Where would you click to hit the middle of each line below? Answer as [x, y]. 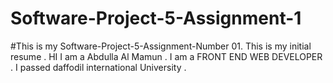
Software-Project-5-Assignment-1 [156, 18]
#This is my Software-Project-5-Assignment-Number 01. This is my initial [161, 46]
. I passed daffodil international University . [98, 67]
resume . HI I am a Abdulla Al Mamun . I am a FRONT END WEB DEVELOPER [166, 56]
